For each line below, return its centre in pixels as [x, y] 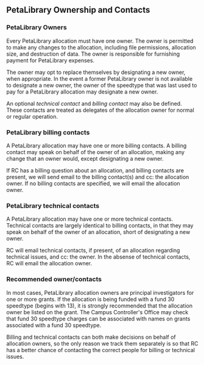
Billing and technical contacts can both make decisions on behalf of [91, 337]
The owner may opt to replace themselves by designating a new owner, [96, 72]
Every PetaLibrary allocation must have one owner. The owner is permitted [100, 41]
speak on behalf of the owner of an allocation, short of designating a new [98, 232]
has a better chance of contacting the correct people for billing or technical [100, 350]
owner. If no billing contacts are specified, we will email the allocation [93, 183]
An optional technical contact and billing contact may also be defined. [94, 103]
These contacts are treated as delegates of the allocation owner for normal [100, 110]
